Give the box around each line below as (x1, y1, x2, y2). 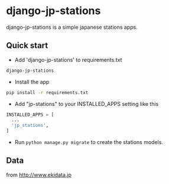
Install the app (14, 78, 50, 85)
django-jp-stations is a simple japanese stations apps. (6, 24, 138, 31)
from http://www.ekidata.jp (6, 171, 72, 178)
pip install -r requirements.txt (6, 89, 89, 95)
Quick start (6, 41, 48, 51)
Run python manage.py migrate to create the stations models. (14, 139, 164, 145)
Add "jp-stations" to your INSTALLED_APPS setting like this (14, 100, 159, 107)
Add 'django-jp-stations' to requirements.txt (14, 56, 122, 63)
